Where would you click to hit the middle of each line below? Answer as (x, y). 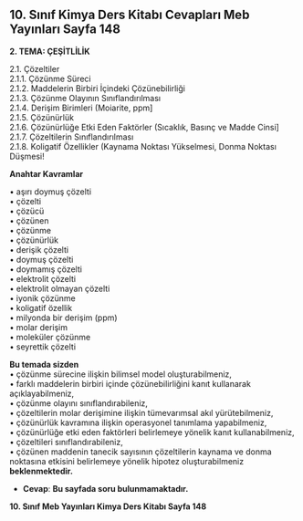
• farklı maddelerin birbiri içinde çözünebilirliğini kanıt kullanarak (130, 383)
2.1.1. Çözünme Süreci (50, 78)
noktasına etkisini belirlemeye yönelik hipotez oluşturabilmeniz (127, 461)
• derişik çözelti (39, 249)
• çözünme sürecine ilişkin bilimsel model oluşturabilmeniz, (121, 374)
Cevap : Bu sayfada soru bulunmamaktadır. (105, 488)
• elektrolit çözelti (42, 278)
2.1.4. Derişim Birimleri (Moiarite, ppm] (81, 108)
